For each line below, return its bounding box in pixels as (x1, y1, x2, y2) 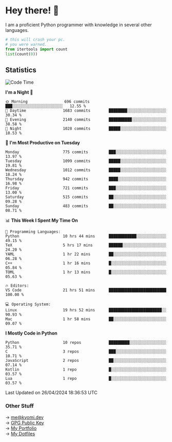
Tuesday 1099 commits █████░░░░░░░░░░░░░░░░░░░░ (5, 159, 167, 164)
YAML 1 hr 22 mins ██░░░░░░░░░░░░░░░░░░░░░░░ (5, 252, 167, 257)
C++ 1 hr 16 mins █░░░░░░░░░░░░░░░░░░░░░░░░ (5, 261, 167, 266)
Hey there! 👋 (5, 5, 59, 16)
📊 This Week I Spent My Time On (5, 217, 78, 224)
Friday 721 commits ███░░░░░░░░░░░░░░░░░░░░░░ (5, 186, 167, 191)
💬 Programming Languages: (5, 229, 61, 234)
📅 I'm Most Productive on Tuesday (5, 140, 81, 146)
